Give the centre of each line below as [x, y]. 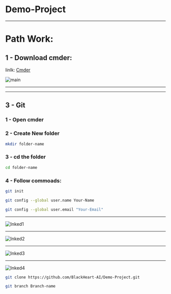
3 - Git [15, 105]
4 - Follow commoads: [34, 181]
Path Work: [29, 39]
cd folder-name [21, 167]
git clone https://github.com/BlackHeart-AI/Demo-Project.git [73, 277]
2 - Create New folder [33, 133]
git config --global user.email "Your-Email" [54, 210]
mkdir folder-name [25, 144]
